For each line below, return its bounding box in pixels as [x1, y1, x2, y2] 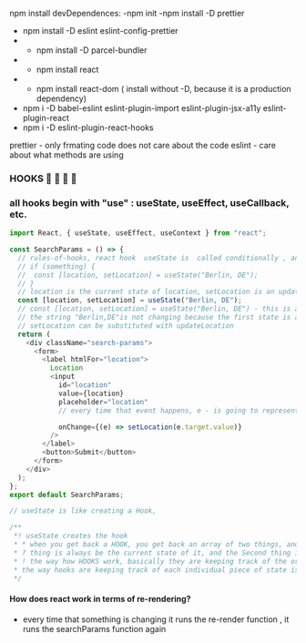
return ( [17, 330, 51, 339]
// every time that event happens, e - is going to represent [57, 405, 300, 415]
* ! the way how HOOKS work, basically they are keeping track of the [13, 556, 287, 566]
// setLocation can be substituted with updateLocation [17, 321, 234, 331]
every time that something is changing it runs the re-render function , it [22, 614, 290, 625]
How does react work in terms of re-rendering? [9, 594, 191, 605]
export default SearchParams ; [9, 490, 125, 499]
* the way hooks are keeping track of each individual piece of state [13, 565, 287, 575]
